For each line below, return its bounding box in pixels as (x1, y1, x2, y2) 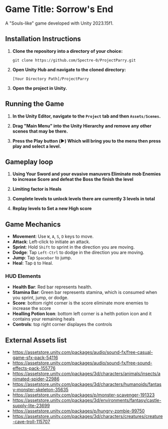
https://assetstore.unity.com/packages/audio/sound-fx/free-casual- (12, 349, 153, 355)
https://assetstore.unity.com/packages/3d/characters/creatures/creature (12, 413, 163, 419)
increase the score (12, 305, 51, 311)
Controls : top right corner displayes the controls (12, 321, 112, 328)
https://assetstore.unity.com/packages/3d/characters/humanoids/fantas (12, 381, 161, 387)
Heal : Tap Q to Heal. (12, 260, 53, 266)
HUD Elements (5, 273, 41, 280)
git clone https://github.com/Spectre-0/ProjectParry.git (12, 58, 136, 63)
